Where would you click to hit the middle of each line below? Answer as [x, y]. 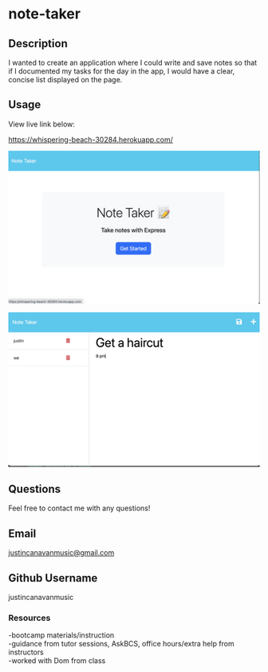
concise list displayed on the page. [65, 80]
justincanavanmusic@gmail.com [61, 553]
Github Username [53, 578]
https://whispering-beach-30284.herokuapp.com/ [91, 139]
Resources [30, 618]
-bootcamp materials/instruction [61, 635]
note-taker [45, 14]
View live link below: [42, 124]
